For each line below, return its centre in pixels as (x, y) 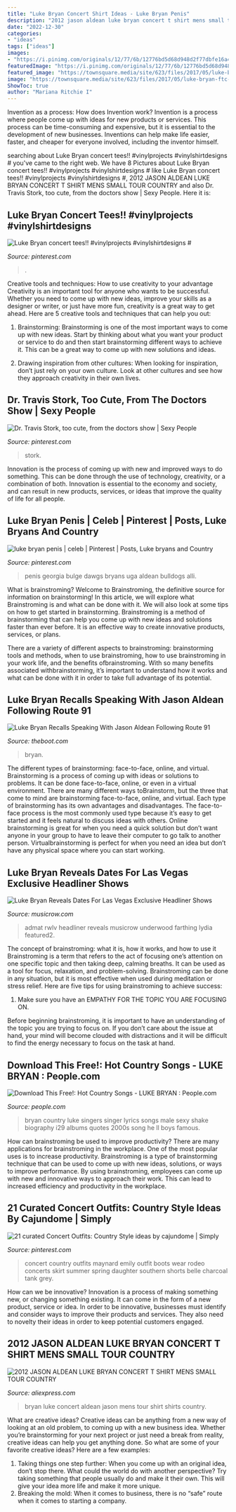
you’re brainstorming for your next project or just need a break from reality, (116, 1435)
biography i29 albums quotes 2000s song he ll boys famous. (112, 1128)
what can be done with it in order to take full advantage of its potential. (110, 678)
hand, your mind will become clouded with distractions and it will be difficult (117, 1036)
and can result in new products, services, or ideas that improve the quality (115, 491)
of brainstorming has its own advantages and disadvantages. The (102, 806)
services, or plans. (34, 634)
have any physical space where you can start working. (86, 850)
